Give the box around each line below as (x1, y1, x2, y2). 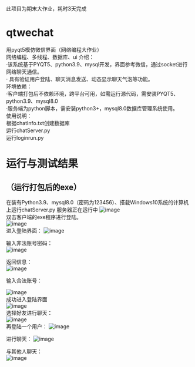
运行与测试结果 (6, 157, 79, 170)
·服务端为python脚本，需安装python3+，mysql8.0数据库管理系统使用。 (6, 105, 178, 112)
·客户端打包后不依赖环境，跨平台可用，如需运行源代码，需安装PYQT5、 (6, 90, 179, 97)
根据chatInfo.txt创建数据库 (6, 119, 70, 126)
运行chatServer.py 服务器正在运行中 (11, 206, 98, 213)
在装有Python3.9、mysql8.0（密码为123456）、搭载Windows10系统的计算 (6, 198, 184, 206)
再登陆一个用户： (6, 322, 48, 330)
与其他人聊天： (6, 348, 42, 355)
